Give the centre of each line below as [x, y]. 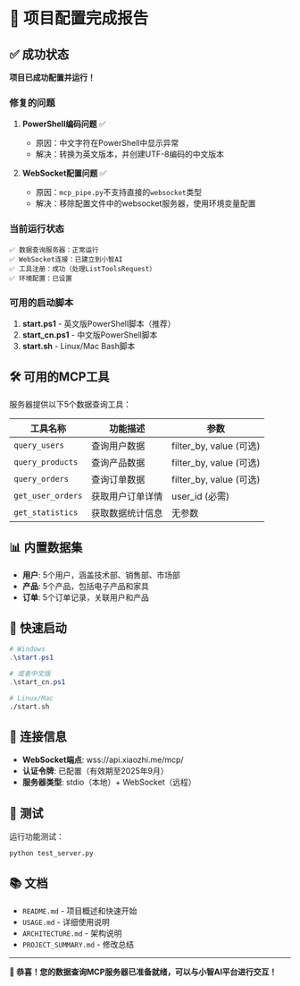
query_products [46, 462]
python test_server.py [51, 853]
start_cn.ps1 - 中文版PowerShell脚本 [90, 334]
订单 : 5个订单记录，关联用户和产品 [86, 597]
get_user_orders [48, 495]
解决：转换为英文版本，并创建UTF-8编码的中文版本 [130, 154]
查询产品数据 [118, 462]
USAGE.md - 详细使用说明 [66, 922]
